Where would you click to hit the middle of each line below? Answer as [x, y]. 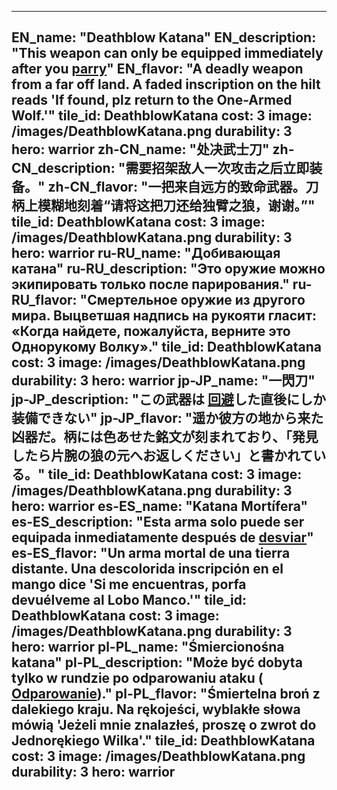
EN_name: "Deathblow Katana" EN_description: [164, 37]
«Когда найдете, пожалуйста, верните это [151, 331]
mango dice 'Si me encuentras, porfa [129, 584]
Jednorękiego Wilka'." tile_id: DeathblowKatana [163, 741]
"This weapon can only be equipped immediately [167, 53]
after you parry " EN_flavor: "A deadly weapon [157, 69]
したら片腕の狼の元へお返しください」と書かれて [162, 456]
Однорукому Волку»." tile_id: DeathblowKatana [166, 347]
